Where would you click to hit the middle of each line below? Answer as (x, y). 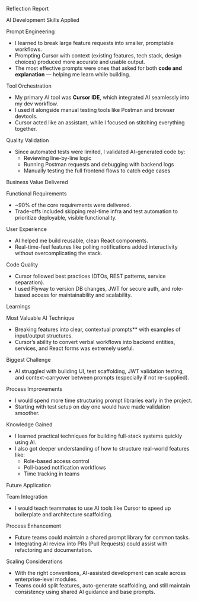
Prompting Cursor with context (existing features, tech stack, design (98, 55)
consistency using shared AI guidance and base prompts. (85, 592)
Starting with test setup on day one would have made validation (92, 407)
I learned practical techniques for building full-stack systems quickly (98, 436)
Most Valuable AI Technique (40, 318)
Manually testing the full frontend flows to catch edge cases (97, 171)
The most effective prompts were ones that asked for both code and (98, 68)
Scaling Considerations (35, 561)
